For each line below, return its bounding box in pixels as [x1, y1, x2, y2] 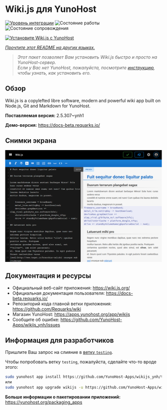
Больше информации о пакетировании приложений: [5, 394, 121, 400]
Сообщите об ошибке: [12, 317, 60, 323]
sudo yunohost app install [5, 374, 61, 380]
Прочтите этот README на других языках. [5, 44, 95, 50]
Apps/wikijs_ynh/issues [12, 322, 61, 328]
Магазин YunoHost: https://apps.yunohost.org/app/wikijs [12, 311, 130, 317]
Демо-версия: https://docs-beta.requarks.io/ [5, 122, 100, 128]
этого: [5, 364, 18, 370]
